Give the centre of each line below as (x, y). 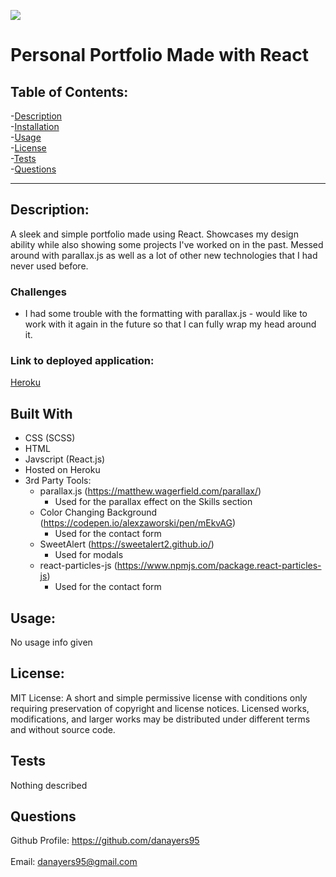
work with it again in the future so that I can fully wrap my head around (170, 324)
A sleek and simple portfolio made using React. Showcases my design (154, 234)
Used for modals (89, 555)
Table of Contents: (69, 91)
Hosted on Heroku (62, 470)
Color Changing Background (98, 512)
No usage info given (51, 642)
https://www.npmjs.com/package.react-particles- (219, 566)
